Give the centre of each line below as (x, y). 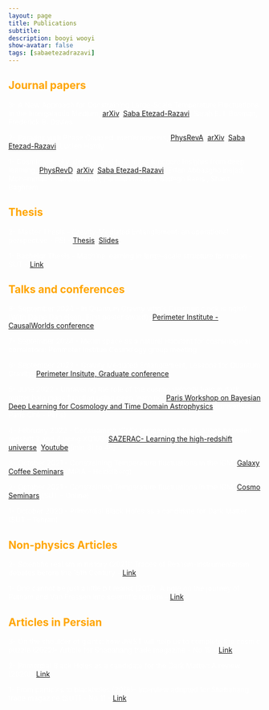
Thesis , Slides (96, 240)
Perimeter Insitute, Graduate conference (102, 374)
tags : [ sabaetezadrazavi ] (51, 53)
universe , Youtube (39, 448)
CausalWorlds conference (51, 326)
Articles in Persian (55, 622)
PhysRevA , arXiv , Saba (208, 137)
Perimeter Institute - (185, 317)
